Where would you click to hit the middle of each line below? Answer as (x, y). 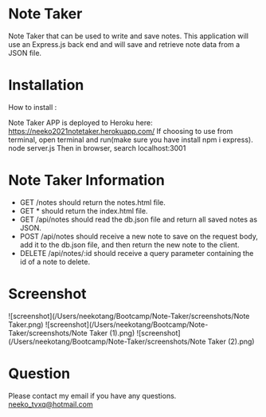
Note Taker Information (86, 181)
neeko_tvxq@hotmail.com (51, 404)
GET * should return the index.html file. (84, 210)
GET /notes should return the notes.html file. (92, 202)
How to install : (33, 107)
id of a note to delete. (55, 262)
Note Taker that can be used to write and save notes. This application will (129, 36)
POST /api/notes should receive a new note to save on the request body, (139, 236)
